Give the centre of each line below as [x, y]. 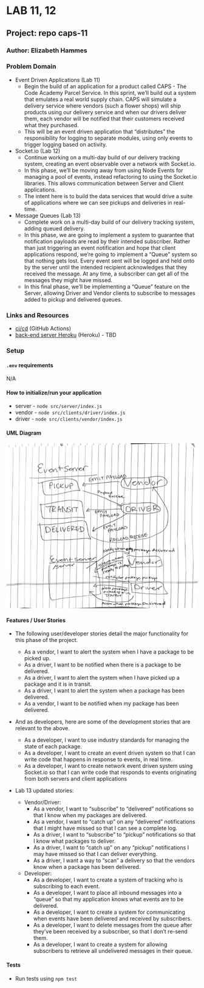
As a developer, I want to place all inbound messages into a [107, 893]
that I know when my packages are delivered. [90, 815]
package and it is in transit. [58, 684]
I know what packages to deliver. [74, 841]
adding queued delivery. [54, 228]
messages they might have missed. [68, 280]
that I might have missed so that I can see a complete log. [105, 828]
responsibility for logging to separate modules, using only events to [108, 138]
